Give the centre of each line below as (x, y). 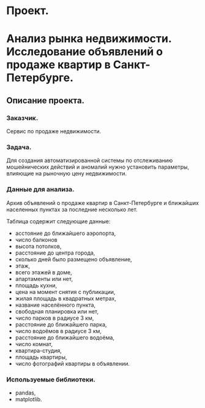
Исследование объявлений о (85, 52)
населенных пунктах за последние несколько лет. (72, 209)
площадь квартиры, (41, 357)
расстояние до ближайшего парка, (61, 324)
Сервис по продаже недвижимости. (54, 131)
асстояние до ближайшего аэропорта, (65, 233)
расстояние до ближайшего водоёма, (65, 337)
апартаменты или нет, (44, 279)
